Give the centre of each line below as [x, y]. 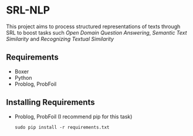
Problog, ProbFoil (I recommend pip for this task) [73, 116]
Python [23, 77]
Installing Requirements [50, 102]
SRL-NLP [28, 10]
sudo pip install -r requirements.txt [62, 127]
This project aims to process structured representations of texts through [93, 26]
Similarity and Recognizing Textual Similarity [60, 39]
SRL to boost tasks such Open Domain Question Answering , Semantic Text [97, 32]
